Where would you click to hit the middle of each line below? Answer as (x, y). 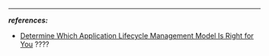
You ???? (34, 44)
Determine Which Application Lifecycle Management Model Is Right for (137, 36)
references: (28, 20)
